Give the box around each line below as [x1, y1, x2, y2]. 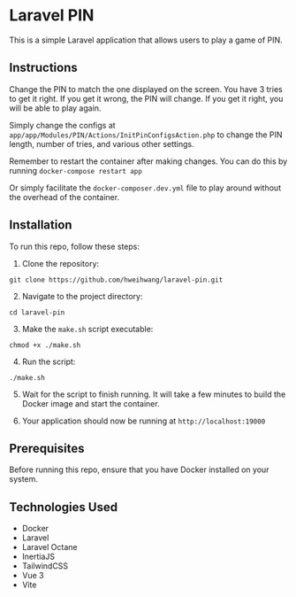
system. [9, 474, 38, 485]
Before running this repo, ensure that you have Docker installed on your [9, 464, 269, 475]
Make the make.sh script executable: [21, 323, 154, 334]
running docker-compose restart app [9, 165, 143, 175]
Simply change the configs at [9, 120, 117, 130]
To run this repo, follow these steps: [9, 241, 140, 252]
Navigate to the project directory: [21, 291, 143, 301]
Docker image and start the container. [21, 398, 161, 408]
